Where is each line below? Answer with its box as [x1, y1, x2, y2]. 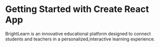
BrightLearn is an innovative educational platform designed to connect [5, 30, 151, 36]
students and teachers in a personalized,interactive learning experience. [5, 36, 155, 42]
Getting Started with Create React [5, 3, 149, 15]
